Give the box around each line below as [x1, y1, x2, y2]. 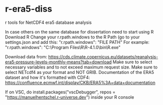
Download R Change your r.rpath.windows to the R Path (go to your [5, 34, 140, 40]
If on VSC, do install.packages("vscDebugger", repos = [5, 89, 116, 95]
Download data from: [5, 53, 48, 59]
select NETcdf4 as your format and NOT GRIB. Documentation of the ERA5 [5, 69, 154, 75]
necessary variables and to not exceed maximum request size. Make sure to [5, 64, 158, 70]
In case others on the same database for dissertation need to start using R [5, 29, 154, 35]
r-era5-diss [5, 3, 53, 15]
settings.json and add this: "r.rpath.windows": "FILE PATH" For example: [5, 39, 150, 45]
